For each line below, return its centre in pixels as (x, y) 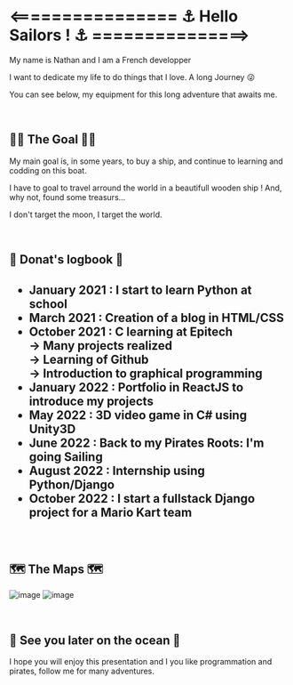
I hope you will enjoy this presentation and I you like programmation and (141, 662)
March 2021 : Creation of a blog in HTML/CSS (156, 318)
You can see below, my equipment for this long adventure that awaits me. (143, 94)
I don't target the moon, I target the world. (86, 214)
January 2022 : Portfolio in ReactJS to (136, 387)
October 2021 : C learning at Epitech (131, 331)
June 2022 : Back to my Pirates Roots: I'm (146, 443)
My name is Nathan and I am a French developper (100, 60)
